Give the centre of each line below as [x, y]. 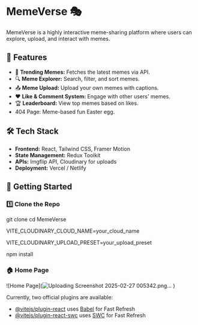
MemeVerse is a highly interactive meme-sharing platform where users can [99, 32]
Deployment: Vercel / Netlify [50, 168]
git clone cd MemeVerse [36, 219]
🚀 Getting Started [39, 186]
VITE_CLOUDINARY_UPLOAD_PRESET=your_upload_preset [79, 243]
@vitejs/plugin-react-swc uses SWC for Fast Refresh [80, 315]
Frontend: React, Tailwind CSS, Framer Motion [73, 149]
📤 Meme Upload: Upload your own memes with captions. [87, 88]
